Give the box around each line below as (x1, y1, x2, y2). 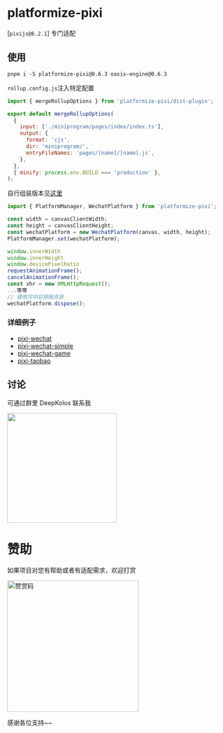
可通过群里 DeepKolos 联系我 (7, 398, 92, 407)
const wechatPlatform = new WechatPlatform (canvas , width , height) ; (7, 228, 211, 235)
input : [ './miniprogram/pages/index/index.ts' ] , (20, 123, 164, 130)
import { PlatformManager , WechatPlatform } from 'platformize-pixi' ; (7, 203, 217, 210)
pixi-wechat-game (17, 349, 71, 357)
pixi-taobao (17, 356, 51, 365)
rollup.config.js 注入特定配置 (7, 83, 94, 92)
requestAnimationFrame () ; (7, 268, 82, 275)
